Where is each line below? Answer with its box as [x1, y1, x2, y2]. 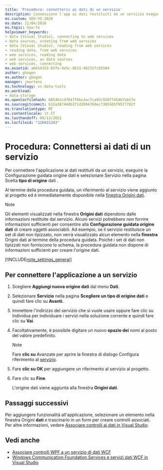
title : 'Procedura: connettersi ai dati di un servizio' [5, 7, 123, 12]
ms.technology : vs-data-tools [5, 84, 66, 89]
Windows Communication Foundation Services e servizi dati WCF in [12, 454, 148, 460]
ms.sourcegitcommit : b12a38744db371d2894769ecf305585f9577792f [5, 102, 136, 107]
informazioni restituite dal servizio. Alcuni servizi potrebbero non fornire [5, 216, 149, 222]
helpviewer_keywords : [5, 30, 49, 35]
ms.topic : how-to [5, 25, 40, 30]
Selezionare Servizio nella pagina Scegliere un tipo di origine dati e [12, 293, 148, 299]
